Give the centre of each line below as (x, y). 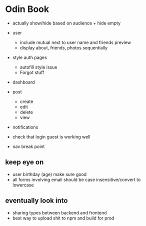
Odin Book (27, 9)
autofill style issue (38, 67)
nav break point (28, 146)
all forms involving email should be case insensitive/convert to (76, 179)
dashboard (23, 82)
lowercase (23, 185)
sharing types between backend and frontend (59, 212)
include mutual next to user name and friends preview (75, 42)
